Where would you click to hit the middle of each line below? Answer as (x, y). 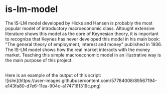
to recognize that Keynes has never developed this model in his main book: (83, 39)
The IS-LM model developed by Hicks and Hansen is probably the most (79, 23)
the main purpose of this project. (39, 60)
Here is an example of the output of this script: (53, 75)
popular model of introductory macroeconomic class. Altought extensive (80, 28)
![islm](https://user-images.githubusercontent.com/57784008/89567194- (81, 80)
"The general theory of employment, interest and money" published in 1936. (84, 44)
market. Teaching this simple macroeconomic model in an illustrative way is (83, 55)
